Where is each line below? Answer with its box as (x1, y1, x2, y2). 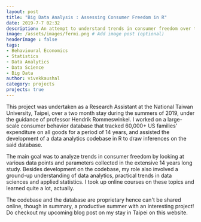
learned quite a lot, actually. (6, 184, 75, 191)
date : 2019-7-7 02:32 (6, 20, 60, 26)
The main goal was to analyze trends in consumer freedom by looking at (6, 153, 184, 160)
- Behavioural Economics (6, 48, 68, 54)
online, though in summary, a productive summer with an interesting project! (6, 202, 194, 209)
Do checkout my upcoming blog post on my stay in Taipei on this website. (6, 209, 188, 216)
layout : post (6, 8, 39, 15)
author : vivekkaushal (6, 75, 60, 81)
